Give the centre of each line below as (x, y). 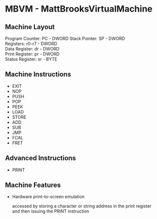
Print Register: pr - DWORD (32, 54)
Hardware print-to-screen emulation (48, 197)
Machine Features (33, 185)
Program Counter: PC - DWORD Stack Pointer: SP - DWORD (65, 38)
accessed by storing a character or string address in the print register (82, 206)
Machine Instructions (38, 75)
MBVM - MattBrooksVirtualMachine (79, 9)
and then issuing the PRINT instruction (51, 211)
